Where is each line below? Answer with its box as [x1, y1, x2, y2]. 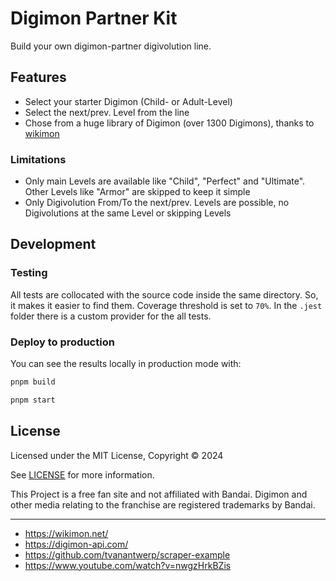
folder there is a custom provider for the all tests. [10, 310, 212, 322]
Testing [10, 266, 48, 280]
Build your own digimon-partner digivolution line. [10, 40, 212, 52]
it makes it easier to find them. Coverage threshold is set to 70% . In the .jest [10, 299, 323, 311]
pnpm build [10, 377, 56, 387]
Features [10, 69, 67, 86]
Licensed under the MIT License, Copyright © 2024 [10, 449, 224, 461]
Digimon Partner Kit [10, 7, 178, 30]
